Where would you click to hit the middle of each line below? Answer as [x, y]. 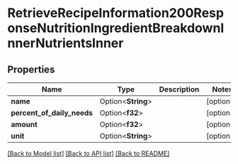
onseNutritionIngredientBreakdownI [116, 28]
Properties [31, 69]
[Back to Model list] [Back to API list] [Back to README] [89, 153]
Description [179, 89]
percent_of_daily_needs [52, 113]
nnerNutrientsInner [66, 43]
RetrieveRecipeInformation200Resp [116, 13]
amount [24, 124]
